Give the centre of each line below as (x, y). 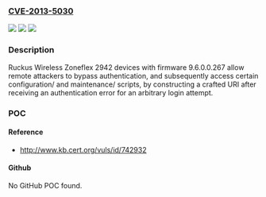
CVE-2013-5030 (41, 11)
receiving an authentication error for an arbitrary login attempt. (111, 92)
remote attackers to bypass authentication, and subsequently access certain (133, 75)
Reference (26, 132)
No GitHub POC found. (45, 185)
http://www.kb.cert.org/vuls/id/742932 (83, 149)
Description (31, 50)
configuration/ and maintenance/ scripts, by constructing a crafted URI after (132, 84)
